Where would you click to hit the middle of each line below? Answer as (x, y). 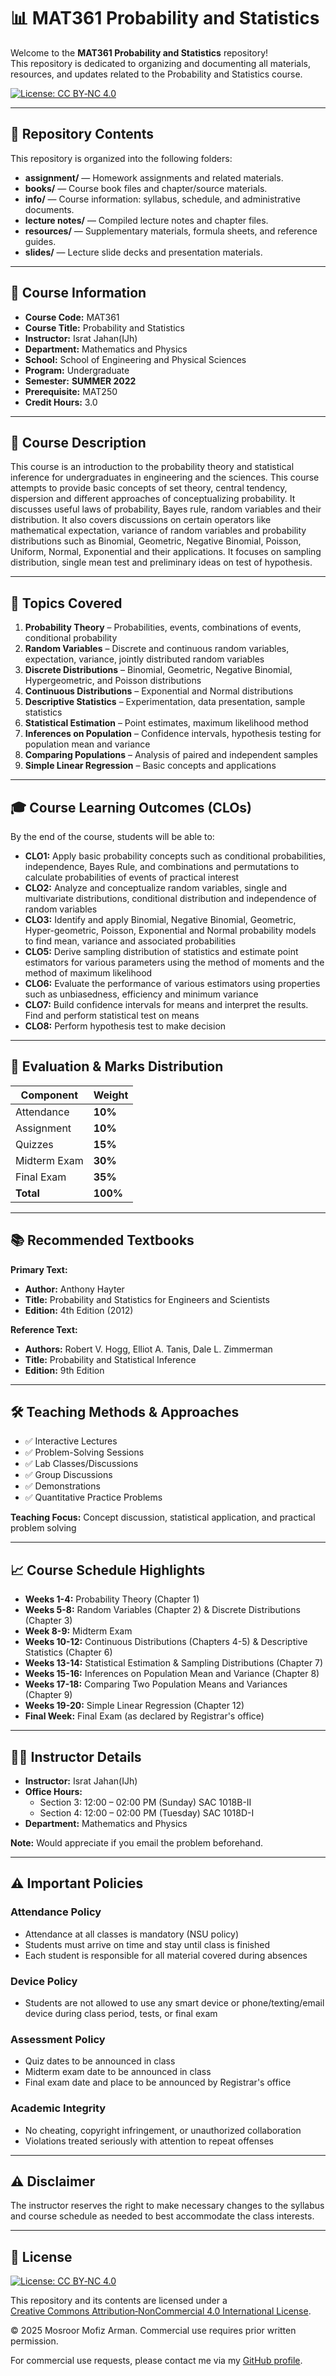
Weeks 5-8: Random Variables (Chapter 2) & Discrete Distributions (162, 1610)
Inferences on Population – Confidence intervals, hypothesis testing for (173, 734)
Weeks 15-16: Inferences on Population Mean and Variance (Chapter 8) (172, 1674)
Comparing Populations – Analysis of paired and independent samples (171, 755)
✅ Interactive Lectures (71, 1441)
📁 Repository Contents (82, 134)
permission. (34, 2341)
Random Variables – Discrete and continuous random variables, (157, 649)
